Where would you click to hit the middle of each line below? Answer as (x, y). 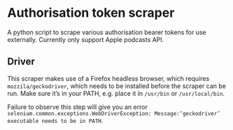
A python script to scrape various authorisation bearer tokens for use (107, 32)
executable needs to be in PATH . (55, 120)
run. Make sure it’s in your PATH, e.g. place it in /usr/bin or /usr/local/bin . (116, 93)
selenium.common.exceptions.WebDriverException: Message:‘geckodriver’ (114, 113)
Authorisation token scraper (91, 13)
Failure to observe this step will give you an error (78, 107)
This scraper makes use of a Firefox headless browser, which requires (108, 78)
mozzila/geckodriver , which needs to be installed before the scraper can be (116, 86)
